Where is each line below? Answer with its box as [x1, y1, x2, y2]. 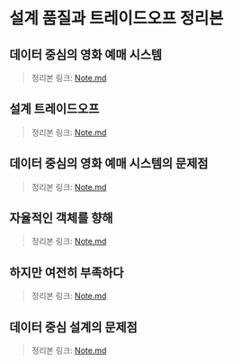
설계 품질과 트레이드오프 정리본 [9, 8, 224, 29]
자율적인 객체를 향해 [9, 211, 113, 226]
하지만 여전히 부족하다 [9, 265, 124, 280]
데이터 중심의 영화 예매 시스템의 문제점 [9, 156, 209, 171]
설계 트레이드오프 [9, 101, 100, 117]
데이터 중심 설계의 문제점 [9, 319, 138, 334]
